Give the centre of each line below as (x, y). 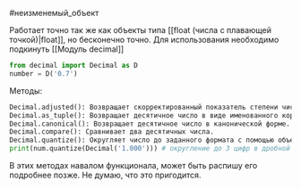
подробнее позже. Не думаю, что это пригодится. (105, 175)
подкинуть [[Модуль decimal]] (67, 49)
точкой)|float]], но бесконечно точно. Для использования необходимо (144, 40)
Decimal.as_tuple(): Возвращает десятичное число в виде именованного (144, 115)
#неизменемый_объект (54, 13)
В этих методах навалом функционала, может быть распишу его (133, 165)
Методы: (26, 90)
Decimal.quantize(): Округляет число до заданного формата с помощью (142, 140)
